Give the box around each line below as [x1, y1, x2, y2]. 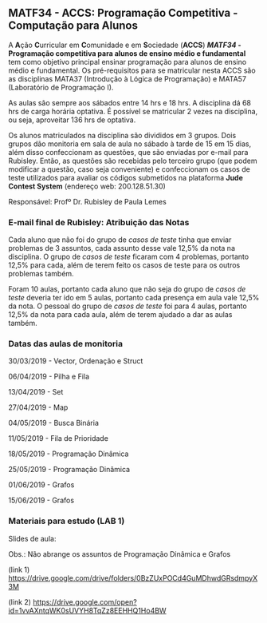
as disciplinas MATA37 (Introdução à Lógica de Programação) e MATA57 [8, 73, 247, 83]
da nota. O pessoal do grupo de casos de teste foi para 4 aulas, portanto [8, 301, 247, 311]
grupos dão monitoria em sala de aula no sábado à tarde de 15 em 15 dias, [8, 139, 252, 149]
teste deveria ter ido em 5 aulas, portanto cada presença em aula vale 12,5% [8, 293, 260, 303]
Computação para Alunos [8, 19, 138, 33]
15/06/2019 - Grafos [8, 495, 74, 506]
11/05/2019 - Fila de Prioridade [8, 434, 109, 443]
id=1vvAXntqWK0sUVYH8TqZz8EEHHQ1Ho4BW [8, 605, 167, 615]
